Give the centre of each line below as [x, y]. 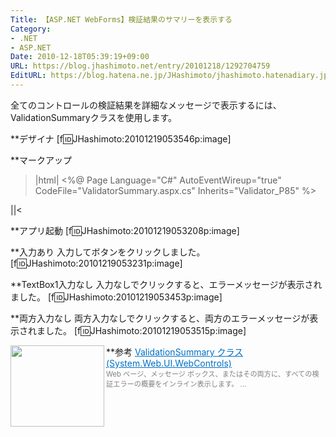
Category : [31, 29]
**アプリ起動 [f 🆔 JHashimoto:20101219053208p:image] [125, 230]
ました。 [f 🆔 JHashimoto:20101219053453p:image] [116, 297]
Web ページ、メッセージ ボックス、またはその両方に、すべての [209, 374]
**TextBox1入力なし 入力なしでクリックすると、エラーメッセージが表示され [166, 284]
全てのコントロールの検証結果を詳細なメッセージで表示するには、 [146, 105]
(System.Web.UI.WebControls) [169, 363]
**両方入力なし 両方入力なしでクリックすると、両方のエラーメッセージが [160, 318]
